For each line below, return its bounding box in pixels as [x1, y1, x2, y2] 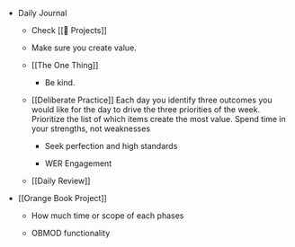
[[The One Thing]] [31, 60, 99, 70]
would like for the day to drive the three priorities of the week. [31, 104, 261, 115]
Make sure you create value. [31, 42, 137, 53]
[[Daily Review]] [31, 175, 91, 186]
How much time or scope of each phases [31, 210, 184, 221]
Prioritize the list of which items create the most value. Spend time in [31, 114, 286, 124]
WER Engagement [44, 158, 112, 169]
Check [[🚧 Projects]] [31, 25, 108, 35]
